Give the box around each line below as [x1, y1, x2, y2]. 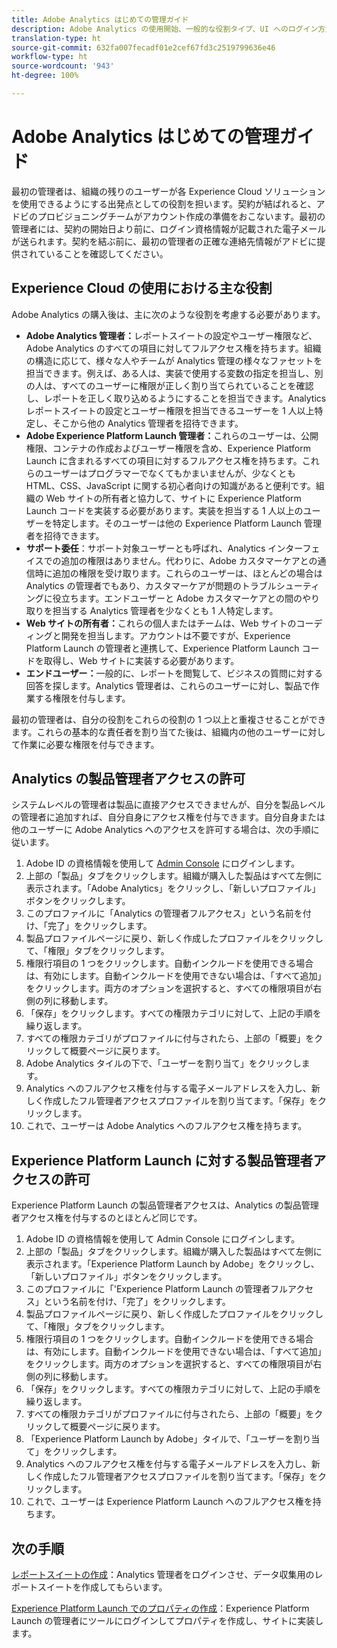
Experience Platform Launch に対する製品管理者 [11, 1152, 314, 1169]
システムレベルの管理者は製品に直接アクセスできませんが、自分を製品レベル [11, 799, 326, 811]
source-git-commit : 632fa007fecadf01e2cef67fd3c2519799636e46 [11, 42, 276, 53]
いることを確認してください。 [45, 247, 169, 260]
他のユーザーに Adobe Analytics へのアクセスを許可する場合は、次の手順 [11, 824, 311, 836]
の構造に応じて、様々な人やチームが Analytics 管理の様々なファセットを [25, 354, 323, 366]
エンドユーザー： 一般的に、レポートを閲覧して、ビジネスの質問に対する [25, 667, 323, 679]
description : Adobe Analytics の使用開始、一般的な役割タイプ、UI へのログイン [11, 24, 319, 34]
